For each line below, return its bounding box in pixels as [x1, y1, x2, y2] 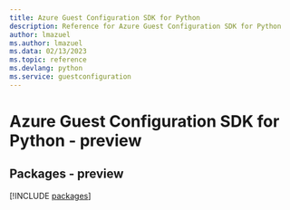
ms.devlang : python [9, 64, 83, 73]
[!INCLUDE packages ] [9, 190, 92, 201]
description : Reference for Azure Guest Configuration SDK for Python [9, 22, 282, 31]
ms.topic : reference [9, 55, 88, 64]
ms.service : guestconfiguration [9, 72, 131, 81]
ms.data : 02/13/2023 [9, 47, 88, 56]
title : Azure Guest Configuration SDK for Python [9, 13, 201, 23]
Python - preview [9, 130, 142, 150]
